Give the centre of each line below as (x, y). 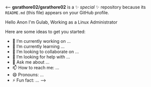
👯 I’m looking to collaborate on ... (45, 52)
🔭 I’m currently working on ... (41, 41)
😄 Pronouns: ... (28, 75)
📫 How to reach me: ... (36, 68)
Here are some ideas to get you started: (45, 32)
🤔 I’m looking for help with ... (41, 57)
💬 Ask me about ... (31, 62)
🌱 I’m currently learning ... (38, 46)
